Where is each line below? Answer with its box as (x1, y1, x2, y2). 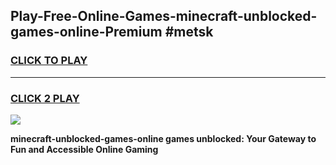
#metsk (164, 24, 214, 41)
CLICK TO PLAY (10, 54, 88, 68)
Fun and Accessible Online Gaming (10, 143, 159, 155)
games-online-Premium (10, 24, 163, 41)
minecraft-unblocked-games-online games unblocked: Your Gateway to (10, 132, 317, 144)
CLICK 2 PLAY (10, 91, 80, 105)
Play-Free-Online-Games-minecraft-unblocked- (10, 8, 318, 25)
